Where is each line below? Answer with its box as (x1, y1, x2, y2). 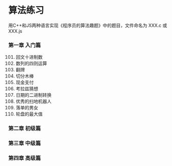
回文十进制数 (15, 54, 43, 60)
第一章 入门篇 (8, 41, 41, 49)
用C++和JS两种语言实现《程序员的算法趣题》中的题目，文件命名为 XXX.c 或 (8, 22, 167, 28)
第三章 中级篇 (8, 140, 41, 147)
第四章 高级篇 (8, 155, 41, 161)
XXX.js (8, 28, 22, 34)
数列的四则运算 (15, 60, 47, 66)
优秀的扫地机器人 (15, 98, 52, 104)
